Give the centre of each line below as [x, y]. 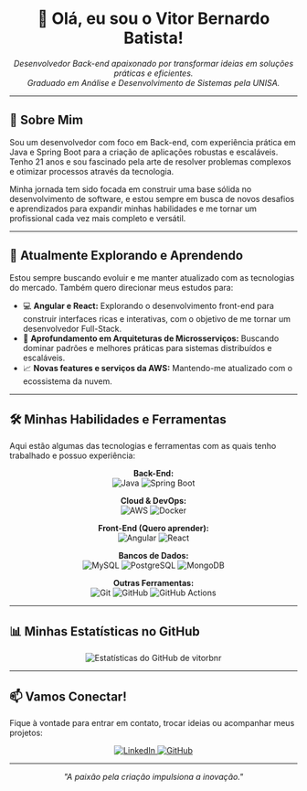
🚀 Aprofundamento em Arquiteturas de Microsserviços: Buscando [151, 338]
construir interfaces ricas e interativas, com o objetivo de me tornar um [156, 318]
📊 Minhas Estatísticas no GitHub [105, 631]
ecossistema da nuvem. [67, 381]
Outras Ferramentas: [153, 583]
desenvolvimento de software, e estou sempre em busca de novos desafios [152, 198]
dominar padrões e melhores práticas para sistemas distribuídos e [147, 347]
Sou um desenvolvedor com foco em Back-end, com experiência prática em [153, 142]
